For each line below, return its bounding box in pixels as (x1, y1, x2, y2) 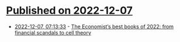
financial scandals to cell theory (14, 29, 92, 36)
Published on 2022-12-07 (6, 4, 133, 17)
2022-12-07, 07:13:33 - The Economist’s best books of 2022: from (14, 23, 174, 30)
